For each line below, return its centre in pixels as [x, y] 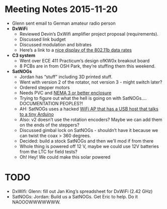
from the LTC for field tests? [48, 152]
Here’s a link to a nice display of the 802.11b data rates [75, 50]
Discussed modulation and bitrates [55, 44]
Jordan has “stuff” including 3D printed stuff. [66, 77]
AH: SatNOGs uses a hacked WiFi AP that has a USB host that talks [89, 109]
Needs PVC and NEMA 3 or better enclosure [65, 93]
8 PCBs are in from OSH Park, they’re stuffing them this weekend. [88, 66]
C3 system [24, 55]
